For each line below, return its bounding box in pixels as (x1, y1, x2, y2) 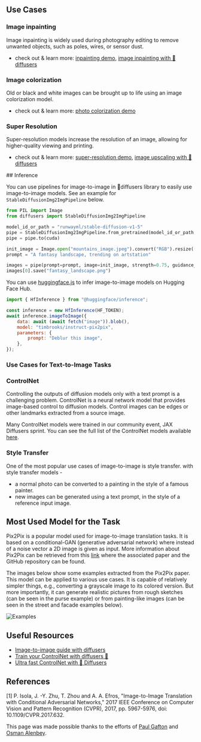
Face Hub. (6, 285, 32, 292)
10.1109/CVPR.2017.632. (6, 711, 65, 718)
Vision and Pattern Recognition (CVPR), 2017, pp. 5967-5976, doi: (6, 705, 167, 712)
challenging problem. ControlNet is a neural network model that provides (6, 396, 185, 404)
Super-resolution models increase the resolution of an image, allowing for (6, 136, 187, 143)
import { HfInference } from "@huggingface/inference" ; (6, 296, 148, 303)
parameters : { (17, 329, 52, 336)
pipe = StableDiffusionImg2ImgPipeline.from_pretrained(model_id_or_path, (6, 229, 197, 235)
